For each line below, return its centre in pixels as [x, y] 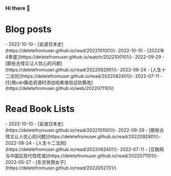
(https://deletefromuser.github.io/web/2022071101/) [60, 88]
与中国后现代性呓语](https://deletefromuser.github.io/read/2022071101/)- [82, 156]
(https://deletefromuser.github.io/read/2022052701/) [61, 168]
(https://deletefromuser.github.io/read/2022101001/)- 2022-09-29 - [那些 [82, 130]
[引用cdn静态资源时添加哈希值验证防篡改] [49, 82]
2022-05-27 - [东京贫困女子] [36, 162]
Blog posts [28, 29]
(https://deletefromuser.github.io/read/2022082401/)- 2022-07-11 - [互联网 [84, 149]
